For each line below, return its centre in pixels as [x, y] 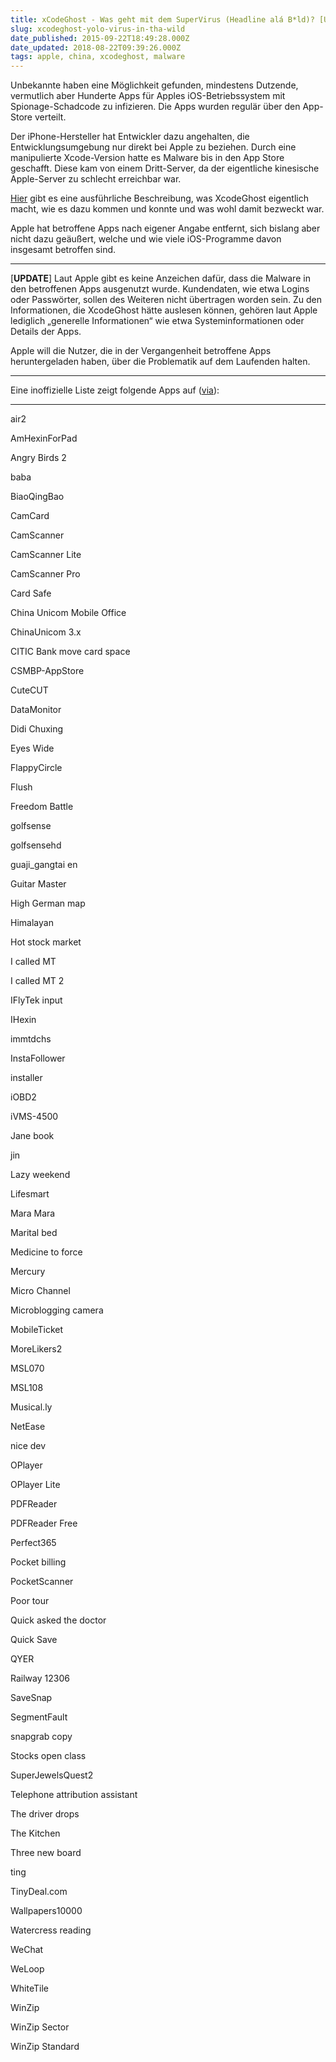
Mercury [28, 1272]
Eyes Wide [32, 748]
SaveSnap [31, 1698]
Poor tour [30, 1601]
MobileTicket [36, 1330]
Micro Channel [40, 1291]
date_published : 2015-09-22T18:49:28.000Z [100, 38]
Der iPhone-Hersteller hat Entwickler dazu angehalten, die [130, 137]
